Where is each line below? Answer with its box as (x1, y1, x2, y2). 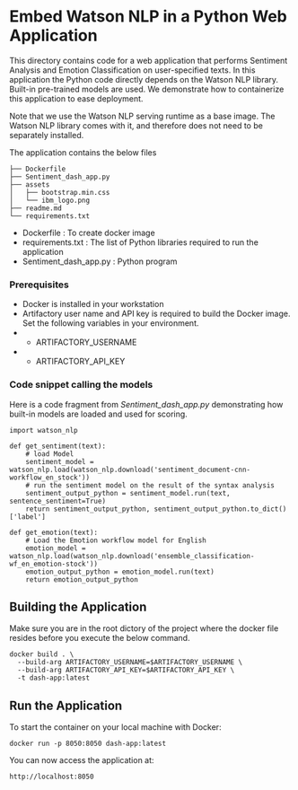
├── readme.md (9, 204, 63, 213)
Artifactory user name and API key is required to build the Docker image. (22, 308, 291, 320)
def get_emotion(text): (9, 528, 99, 537)
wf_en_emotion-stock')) (9, 559, 99, 568)
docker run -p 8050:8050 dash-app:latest (9, 739, 167, 749)
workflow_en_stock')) (9, 473, 91, 482)
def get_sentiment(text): (9, 442, 106, 451)
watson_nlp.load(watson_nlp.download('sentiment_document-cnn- (9, 465, 251, 474)
